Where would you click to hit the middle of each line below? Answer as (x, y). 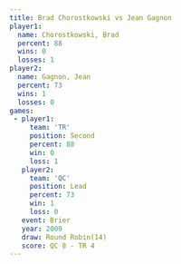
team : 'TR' (50, 128)
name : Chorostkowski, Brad (68, 34)
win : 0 (42, 152)
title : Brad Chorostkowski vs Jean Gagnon (90, 18)
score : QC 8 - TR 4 (58, 246)
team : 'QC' (50, 178)
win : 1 (42, 204)
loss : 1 (44, 161)
